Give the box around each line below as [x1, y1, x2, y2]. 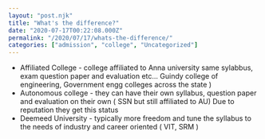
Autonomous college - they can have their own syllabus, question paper [19, 88, 257, 98]
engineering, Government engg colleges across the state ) [19, 80, 212, 90]
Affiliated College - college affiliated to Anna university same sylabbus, [19, 63, 254, 72]
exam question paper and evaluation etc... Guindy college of [19, 71, 219, 81]
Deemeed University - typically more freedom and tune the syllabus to [19, 114, 251, 123]
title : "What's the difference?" [8, 19, 120, 27]
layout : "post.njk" [8, 11, 73, 20]
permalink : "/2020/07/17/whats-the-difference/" [8, 33, 173, 42]
